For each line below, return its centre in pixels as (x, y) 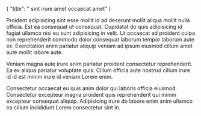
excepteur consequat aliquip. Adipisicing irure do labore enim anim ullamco (100, 101)
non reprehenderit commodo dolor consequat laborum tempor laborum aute (100, 39)
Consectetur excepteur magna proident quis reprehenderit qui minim (91, 95)
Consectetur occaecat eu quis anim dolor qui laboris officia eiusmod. (92, 88)
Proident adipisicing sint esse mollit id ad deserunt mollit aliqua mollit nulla (98, 20)
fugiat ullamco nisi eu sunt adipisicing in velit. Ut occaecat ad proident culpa (101, 33)
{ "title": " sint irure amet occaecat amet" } (59, 9)
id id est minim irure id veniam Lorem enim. (60, 77)
